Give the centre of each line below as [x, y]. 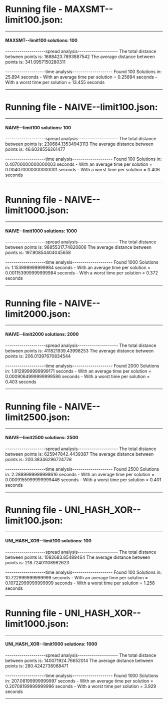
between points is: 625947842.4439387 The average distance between [79, 454]
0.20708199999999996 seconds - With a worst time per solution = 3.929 [81, 686]
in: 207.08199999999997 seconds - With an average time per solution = [79, 681]
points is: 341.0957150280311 [35, 62]
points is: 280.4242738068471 [37, 666]
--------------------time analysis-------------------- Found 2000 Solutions [82, 366]
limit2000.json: [38, 314]
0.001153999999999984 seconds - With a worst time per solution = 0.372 [82, 273]
